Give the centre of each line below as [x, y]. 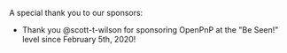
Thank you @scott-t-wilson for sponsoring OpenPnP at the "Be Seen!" [150, 30]
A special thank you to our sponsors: [76, 13]
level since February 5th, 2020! [79, 39]
